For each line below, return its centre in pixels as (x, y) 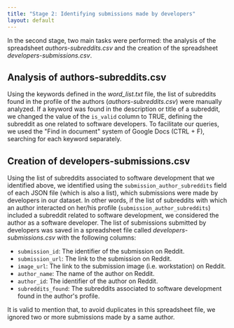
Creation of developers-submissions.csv (99, 161)
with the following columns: (97, 238)
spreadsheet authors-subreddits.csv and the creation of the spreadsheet (113, 48)
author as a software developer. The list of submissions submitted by (107, 223)
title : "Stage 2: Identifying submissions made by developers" (102, 14)
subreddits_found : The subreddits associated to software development (119, 289)
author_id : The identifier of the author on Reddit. (88, 281)
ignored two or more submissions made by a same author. (91, 317)
